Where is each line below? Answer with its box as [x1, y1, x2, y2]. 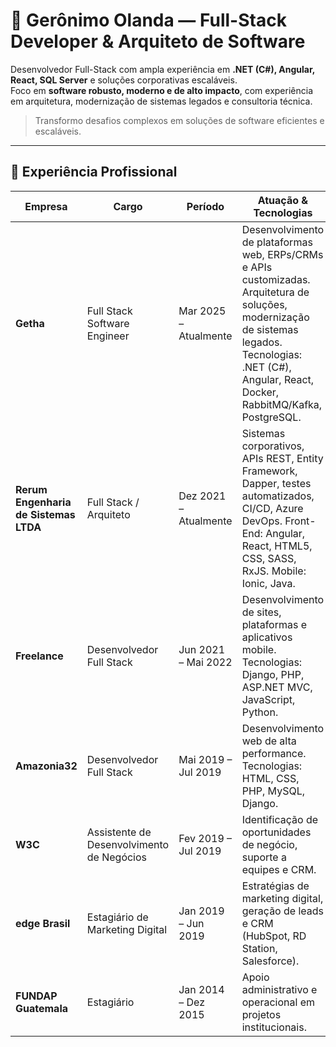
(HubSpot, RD [241, 929, 307, 943]
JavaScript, [241, 692, 296, 706]
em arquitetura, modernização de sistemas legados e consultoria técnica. [10, 95, 313, 107]
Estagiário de [86, 910, 149, 924]
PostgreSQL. [241, 410, 302, 424]
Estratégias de [241, 879, 310, 893]
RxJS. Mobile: [241, 564, 307, 578]
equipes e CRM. [241, 862, 317, 876]
